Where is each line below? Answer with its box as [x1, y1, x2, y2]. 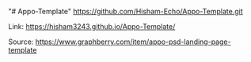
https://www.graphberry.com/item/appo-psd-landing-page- [35, 37, 231, 46]
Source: [8, 37, 34, 46]
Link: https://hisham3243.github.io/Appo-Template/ [8, 22, 176, 31]
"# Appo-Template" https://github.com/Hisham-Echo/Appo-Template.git [8, 7, 243, 16]
